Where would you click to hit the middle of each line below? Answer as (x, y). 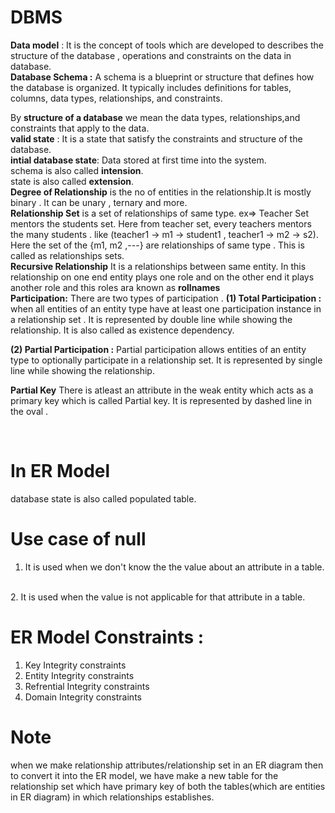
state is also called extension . (72, 181)
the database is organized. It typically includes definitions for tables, (151, 87)
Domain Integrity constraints (83, 697)
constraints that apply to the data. (80, 128)
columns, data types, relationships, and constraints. (116, 98)
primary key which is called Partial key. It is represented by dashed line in (161, 400)
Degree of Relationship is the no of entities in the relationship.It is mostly (161, 192)
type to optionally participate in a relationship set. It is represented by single (166, 360)
